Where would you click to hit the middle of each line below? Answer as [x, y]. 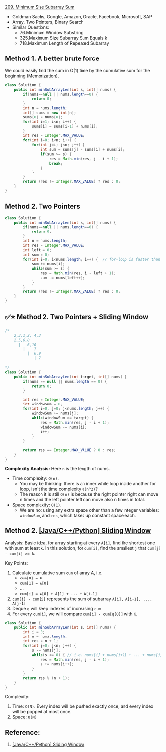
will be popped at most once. [42, 711]
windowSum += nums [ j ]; [55, 413]
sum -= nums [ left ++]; [62, 278]
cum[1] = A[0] [34, 583]
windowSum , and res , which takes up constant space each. [78, 515]
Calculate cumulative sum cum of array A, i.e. [57, 573]
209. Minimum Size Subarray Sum [40, 7]
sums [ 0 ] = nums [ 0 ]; [43, 117]
